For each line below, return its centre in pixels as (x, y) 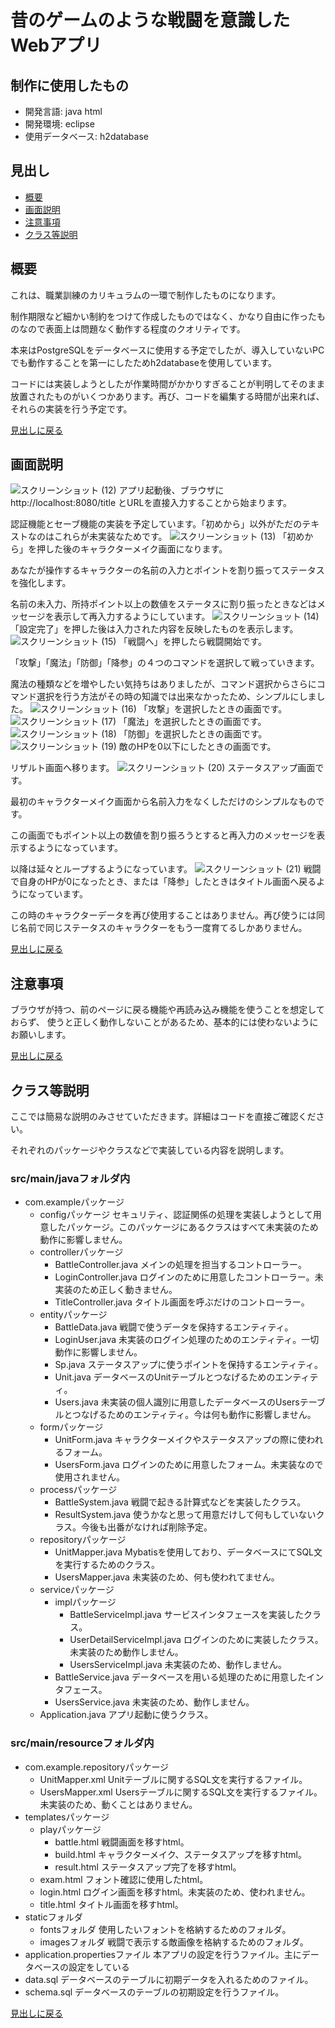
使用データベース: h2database (86, 136)
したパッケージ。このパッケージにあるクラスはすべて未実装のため (183, 1227)
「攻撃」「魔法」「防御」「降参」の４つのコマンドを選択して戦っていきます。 (165, 663)
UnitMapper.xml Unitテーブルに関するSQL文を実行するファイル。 (173, 1779)
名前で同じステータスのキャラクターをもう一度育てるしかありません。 (163, 928)
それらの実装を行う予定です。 (71, 408)
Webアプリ (56, 45)
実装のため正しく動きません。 (116, 1290)
